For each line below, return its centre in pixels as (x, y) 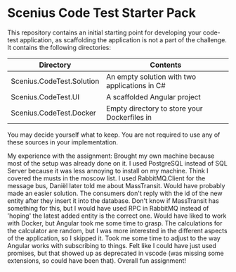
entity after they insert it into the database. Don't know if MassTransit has (113, 200)
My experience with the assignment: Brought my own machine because (111, 156)
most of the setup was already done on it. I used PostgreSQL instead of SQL (118, 163)
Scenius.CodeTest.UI (45, 97)
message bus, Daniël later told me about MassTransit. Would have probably (116, 185)
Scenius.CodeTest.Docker (53, 113)
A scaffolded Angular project (154, 97)
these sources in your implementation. (63, 142)
